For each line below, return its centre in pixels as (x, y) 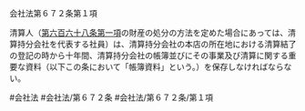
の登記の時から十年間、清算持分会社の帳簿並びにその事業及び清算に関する (149, 55)
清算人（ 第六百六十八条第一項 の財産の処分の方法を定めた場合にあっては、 (149, 33)
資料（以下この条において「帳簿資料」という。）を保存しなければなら (154, 67)
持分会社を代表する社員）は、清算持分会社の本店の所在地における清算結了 (157, 44)
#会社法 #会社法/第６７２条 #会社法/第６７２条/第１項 (112, 97)
